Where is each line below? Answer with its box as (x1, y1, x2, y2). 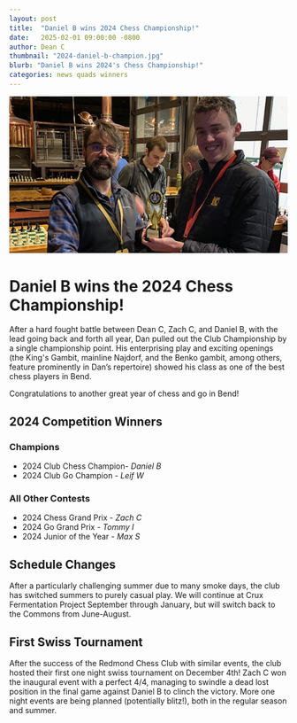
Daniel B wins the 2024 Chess (9, 276, 234, 296)
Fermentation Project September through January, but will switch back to (9, 599, 276, 610)
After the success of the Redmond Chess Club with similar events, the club (9, 657, 282, 668)
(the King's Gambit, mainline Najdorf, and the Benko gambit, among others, (9, 353, 283, 363)
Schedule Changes (9, 556, 117, 571)
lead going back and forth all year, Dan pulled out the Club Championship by (9, 333, 287, 345)
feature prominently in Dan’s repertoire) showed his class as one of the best (9, 361, 286, 372)
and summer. (9, 704, 57, 715)
